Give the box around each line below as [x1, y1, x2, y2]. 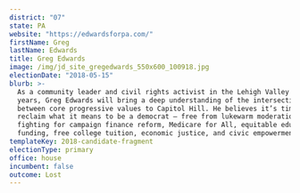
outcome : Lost [9, 170, 62, 179]
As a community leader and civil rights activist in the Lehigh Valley [17, 87, 290, 96]
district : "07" [9, 12, 66, 22]
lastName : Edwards [9, 46, 78, 55]
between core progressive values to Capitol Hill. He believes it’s [17, 104, 278, 113]
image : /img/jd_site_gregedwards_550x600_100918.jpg [9, 63, 210, 72]
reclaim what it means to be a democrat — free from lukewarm [17, 112, 254, 121]
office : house [9, 153, 62, 163]
